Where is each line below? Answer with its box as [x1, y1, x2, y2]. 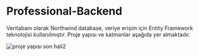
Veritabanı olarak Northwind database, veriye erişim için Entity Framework [6, 24, 193, 32]
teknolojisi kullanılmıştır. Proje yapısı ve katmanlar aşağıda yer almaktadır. [6, 30, 191, 38]
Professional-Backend [6, 4, 122, 18]
